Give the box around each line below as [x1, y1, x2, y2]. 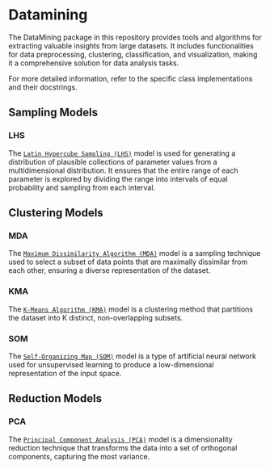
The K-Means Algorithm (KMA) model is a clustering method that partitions [8, 304, 253, 314]
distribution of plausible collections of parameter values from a [8, 157, 217, 166]
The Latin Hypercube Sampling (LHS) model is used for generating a [8, 148, 236, 158]
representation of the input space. [8, 368, 122, 378]
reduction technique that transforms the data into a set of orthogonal [8, 442, 238, 453]
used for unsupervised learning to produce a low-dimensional [8, 359, 214, 369]
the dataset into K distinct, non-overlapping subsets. [8, 312, 184, 322]
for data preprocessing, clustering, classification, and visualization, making [8, 49, 258, 59]
